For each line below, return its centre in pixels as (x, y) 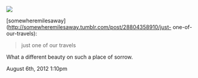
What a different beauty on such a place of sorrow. (70, 57)
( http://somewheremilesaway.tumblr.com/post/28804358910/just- (89, 27)
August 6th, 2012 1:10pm (37, 69)
